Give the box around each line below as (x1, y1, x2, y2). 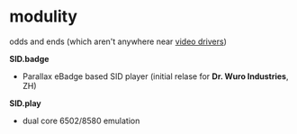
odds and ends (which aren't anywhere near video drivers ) (9, 36, 228, 47)
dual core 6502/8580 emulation (22, 115, 140, 126)
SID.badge (9, 53, 49, 64)
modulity (9, 6, 78, 27)
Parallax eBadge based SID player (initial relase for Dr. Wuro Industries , (22, 70, 289, 82)
